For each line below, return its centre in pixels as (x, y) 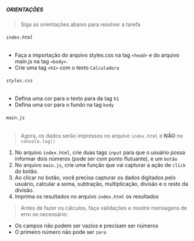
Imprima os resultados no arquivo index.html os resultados (87, 196)
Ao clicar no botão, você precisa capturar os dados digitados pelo (95, 177)
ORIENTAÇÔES (25, 9)
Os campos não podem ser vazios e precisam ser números (86, 226)
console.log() (38, 141)
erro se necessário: (44, 214)
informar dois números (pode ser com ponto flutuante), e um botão (96, 159)
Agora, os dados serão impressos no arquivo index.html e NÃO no (102, 136)
